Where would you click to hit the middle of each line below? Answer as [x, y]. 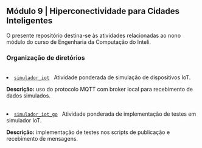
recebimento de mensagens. [42, 139]
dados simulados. [28, 96]
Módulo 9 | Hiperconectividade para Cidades [93, 11]
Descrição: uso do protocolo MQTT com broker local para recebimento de [100, 90]
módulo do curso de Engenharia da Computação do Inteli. [78, 42]
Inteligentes [30, 21]
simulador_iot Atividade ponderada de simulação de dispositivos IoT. [103, 77]
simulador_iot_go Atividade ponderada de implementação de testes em [105, 114]
